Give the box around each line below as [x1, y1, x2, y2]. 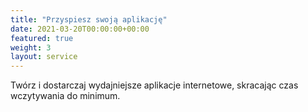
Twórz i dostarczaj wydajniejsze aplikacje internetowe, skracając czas [10, 79, 299, 91]
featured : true [10, 33, 74, 43]
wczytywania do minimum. [10, 90, 121, 102]
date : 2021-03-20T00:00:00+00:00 [10, 24, 150, 34]
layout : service [10, 52, 78, 62]
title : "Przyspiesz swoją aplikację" [10, 14, 168, 25]
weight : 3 [10, 42, 52, 53]
